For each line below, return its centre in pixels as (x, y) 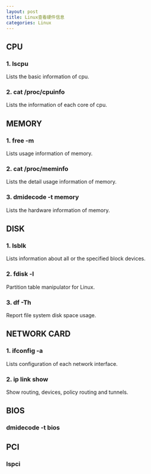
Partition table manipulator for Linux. (51, 287)
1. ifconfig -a (25, 351)
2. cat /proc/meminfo (37, 169)
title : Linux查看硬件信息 (36, 17)
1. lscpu (17, 64)
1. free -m (20, 140)
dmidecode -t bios (33, 428)
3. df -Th (19, 302)
